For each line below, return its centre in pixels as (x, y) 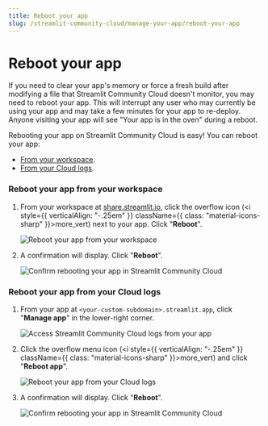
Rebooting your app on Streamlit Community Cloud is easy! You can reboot (133, 136)
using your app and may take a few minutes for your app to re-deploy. (124, 111)
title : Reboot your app (48, 16)
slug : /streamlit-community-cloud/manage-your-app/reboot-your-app (124, 23)
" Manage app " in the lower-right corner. (87, 318)
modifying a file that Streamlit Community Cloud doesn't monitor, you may (131, 94)
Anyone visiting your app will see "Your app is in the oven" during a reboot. (133, 120)
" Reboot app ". (44, 366)
